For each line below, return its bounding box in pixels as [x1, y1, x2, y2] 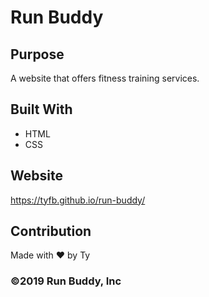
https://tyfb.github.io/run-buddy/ [10, 194, 146, 206]
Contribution [10, 223, 92, 240]
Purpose [10, 46, 65, 63]
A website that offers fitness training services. [10, 72, 200, 84]
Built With [10, 101, 73, 118]
